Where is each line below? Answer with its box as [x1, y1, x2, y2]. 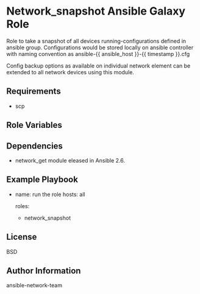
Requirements [6, 86, 61, 97]
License [6, 232, 37, 242]
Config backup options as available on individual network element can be [6, 62, 191, 69]
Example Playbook [6, 175, 78, 185]
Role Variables [6, 120, 62, 130]
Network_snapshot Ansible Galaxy [6, 4, 186, 18]
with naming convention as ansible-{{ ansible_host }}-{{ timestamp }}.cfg [6, 50, 190, 57]
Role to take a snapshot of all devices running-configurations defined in [6, 37, 187, 44]
